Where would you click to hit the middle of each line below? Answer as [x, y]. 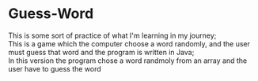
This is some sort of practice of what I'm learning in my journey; [112, 35]
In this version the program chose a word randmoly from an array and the [128, 61]
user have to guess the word [55, 68]
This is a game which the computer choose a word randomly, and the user [129, 43]
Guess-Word [51, 14]
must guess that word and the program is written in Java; [101, 52]
